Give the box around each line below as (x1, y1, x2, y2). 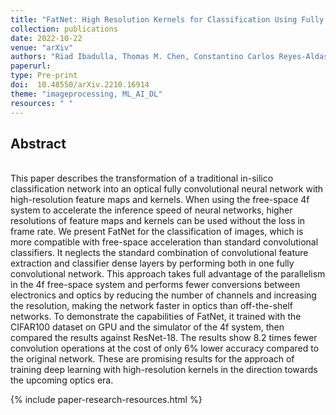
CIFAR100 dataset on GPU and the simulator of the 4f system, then (10, 321, 285, 333)
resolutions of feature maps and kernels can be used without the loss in (10, 215, 306, 227)
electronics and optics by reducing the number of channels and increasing (10, 289, 317, 301)
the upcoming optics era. (10, 374, 114, 386)
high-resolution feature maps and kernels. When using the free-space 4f (10, 194, 310, 206)
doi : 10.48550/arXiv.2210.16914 (10, 80, 150, 90)
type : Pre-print (10, 71, 78, 81)
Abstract (10, 135, 67, 152)
